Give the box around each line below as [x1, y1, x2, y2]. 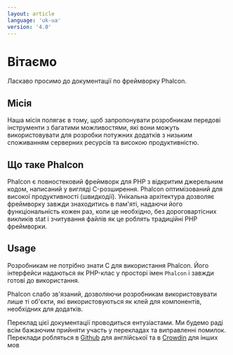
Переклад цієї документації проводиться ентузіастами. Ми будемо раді [7, 318, 223, 327]
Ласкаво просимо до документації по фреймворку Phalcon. [7, 77, 187, 85]
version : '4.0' [7, 23, 52, 30]
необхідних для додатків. [7, 304, 84, 313]
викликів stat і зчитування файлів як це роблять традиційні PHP [7, 214, 198, 223]
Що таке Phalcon [7, 159, 84, 171]
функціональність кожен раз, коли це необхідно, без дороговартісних [7, 207, 217, 215]
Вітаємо [7, 53, 58, 70]
